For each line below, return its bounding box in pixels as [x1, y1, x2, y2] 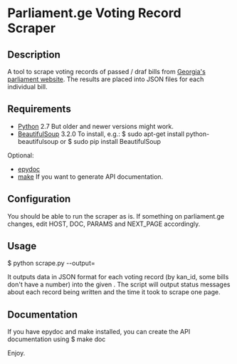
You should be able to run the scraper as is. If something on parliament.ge [7, 212, 225, 220]
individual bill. [7, 83, 48, 90]
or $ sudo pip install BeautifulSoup [60, 137, 162, 145]
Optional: [7, 151, 34, 160]
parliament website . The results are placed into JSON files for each [7, 75, 204, 83]
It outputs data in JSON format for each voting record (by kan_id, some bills [7, 273, 229, 281]
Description [7, 48, 60, 61]
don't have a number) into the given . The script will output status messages [7, 280, 231, 289]
